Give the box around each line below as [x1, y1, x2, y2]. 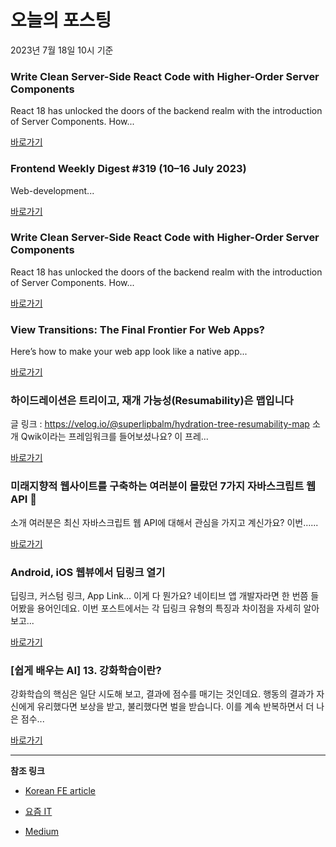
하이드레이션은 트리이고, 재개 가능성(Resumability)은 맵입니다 [10, 394, 294, 408]
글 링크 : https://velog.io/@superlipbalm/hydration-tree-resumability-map [10, 418, 310, 430]
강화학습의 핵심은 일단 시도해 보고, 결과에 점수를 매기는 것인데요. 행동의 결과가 [10, 688, 315, 700]
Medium [24, 826, 60, 838]
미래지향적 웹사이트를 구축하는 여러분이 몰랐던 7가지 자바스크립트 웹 [10, 479, 317, 493]
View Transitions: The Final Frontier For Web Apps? [10, 322, 265, 336]
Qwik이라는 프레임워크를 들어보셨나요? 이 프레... [20, 431, 209, 443]
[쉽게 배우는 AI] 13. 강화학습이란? [10, 663, 162, 677]
